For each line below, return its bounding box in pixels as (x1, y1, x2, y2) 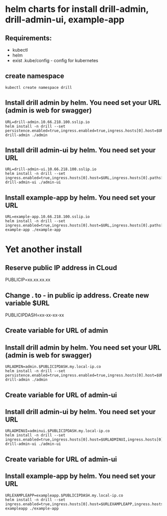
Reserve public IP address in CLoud (5, 263, 117, 272)
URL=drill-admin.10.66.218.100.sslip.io (5, 119, 90, 125)
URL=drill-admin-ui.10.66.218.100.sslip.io (5, 167, 97, 172)
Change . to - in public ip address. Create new (5, 291, 149, 299)
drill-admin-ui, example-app (5, 14, 125, 25)
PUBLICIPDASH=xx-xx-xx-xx (5, 312, 65, 318)
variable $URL (5, 299, 50, 307)
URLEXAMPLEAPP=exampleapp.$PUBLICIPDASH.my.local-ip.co (5, 493, 123, 498)
